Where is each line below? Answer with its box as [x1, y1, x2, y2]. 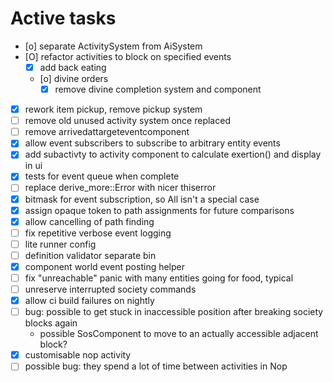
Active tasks [10, 7, 117, 30]
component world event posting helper [24, 260, 186, 272]
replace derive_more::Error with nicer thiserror [24, 182, 217, 194]
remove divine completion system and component [54, 83, 262, 95]
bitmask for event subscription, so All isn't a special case [24, 193, 260, 205]
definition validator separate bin [24, 249, 157, 261]
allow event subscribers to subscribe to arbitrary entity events [24, 137, 281, 149]
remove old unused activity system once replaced [24, 115, 231, 127]
